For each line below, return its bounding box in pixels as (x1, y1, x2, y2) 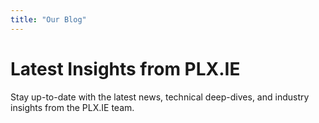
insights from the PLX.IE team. (10, 101, 135, 113)
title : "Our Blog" (10, 14, 87, 25)
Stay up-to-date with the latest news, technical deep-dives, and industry (10, 91, 310, 103)
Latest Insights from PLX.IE (10, 57, 241, 80)
